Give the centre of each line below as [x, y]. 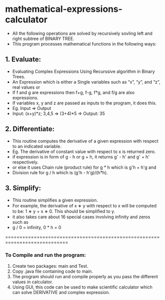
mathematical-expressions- [64, 9]
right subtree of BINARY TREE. [43, 39]
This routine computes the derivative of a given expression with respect [85, 141]
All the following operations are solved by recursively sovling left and [82, 33]
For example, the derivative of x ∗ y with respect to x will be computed [84, 206]
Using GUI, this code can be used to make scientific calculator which [82, 287]
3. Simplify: [23, 188]
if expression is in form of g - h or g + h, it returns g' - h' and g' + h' [81, 156]
